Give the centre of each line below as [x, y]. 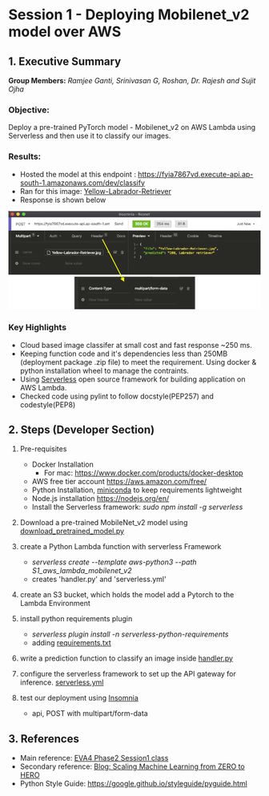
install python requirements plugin [76, 619]
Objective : [29, 110]
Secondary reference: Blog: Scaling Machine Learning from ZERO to [132, 766]
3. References [44, 739]
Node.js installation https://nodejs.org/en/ [100, 499]
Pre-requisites [43, 449]
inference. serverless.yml [62, 682]
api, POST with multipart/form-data [90, 713]
